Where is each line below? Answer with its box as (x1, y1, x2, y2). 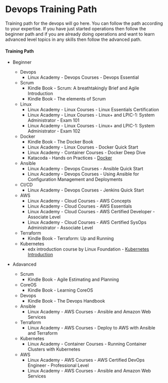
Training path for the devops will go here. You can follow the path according (5, 20, 163, 26)
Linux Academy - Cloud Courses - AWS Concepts (27, 198, 131, 204)
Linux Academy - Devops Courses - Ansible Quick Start (27, 166, 144, 172)
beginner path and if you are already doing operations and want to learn (5, 31, 155, 37)
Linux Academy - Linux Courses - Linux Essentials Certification (27, 107, 159, 113)
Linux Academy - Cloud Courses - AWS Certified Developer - (27, 209, 155, 215)
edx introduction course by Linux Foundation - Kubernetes (27, 246, 149, 252)
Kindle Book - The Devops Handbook (27, 298, 105, 304)
